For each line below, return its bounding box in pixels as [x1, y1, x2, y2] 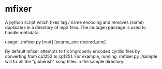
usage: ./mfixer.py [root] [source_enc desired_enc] [5, 39, 106, 44]
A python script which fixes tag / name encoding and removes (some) [5, 19, 144, 25]
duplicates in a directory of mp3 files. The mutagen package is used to [5, 24, 146, 30]
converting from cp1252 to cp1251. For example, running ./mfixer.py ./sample [5, 53, 158, 59]
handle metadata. [5, 29, 40, 35]
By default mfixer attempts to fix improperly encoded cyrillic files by [5, 48, 140, 54]
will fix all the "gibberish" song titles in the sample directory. [5, 58, 125, 64]
